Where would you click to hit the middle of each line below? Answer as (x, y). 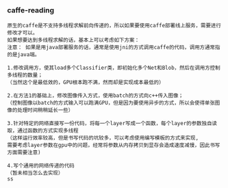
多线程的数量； (25, 75)
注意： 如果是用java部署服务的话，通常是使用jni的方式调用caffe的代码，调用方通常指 (114, 48)
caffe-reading (31, 10)
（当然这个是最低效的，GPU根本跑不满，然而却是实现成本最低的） (86, 83)
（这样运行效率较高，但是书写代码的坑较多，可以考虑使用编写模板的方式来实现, (103, 138)
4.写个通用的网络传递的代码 (41, 166)
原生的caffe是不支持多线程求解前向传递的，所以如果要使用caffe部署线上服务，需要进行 (114, 26)
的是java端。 (24, 55)
